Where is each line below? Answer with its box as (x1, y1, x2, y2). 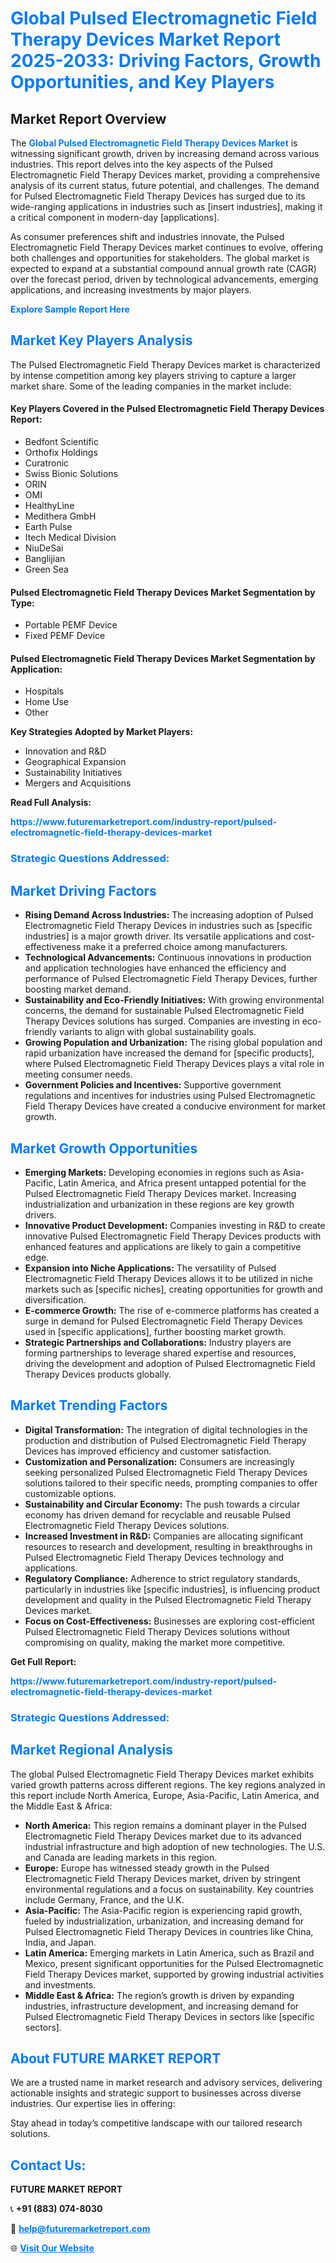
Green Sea (24, 563, 69, 576)
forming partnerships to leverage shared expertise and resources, (24, 1347, 297, 1359)
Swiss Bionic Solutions (24, 468, 118, 480)
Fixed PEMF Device (24, 630, 106, 642)
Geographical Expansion (24, 756, 127, 768)
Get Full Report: (10, 1655, 77, 1667)
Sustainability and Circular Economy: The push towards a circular (24, 1498, 301, 1510)
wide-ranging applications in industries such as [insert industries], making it (10, 201, 323, 212)
